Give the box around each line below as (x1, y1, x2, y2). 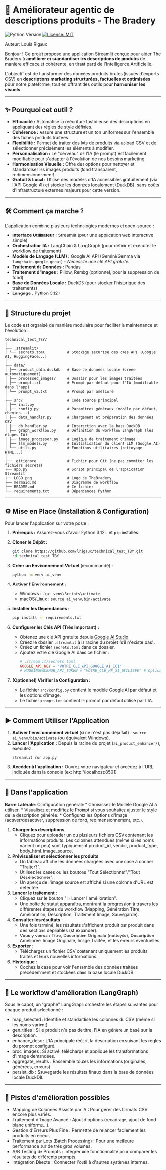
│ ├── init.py (5, 402, 35, 407)
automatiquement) (5, 372, 41, 377)
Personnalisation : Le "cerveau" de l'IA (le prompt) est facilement (12, 150, 147, 156)
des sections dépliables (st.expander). (19, 927, 98, 933)
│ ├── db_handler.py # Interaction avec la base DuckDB (5, 424, 140, 429)
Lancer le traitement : (12, 890, 58, 896)
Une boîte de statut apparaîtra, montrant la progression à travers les (19, 901, 158, 907)
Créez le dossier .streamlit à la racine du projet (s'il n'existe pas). (19, 639, 155, 645)
